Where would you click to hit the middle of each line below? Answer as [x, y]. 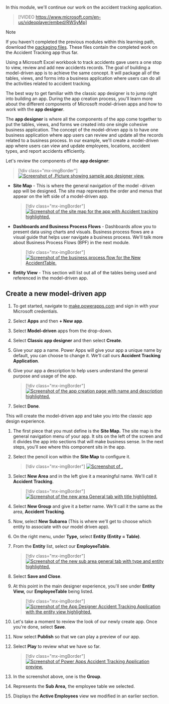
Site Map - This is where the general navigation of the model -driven [84, 186]
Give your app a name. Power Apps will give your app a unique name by [87, 350]
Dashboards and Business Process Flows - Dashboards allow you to [85, 226]
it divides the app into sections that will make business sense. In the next [88, 441]
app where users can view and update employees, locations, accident [78, 146]
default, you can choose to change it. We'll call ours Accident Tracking [87, 355]
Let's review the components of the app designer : [58, 161]
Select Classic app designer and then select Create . [67, 340]
